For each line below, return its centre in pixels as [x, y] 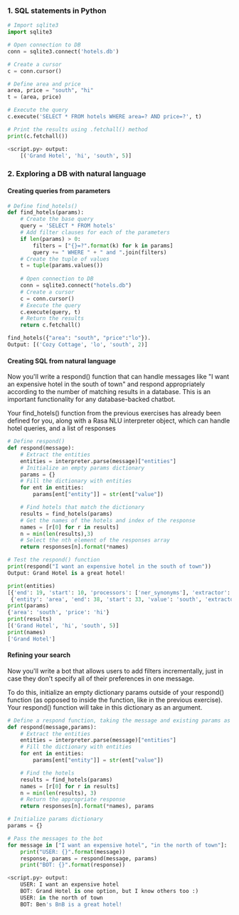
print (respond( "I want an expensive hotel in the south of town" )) [110, 567]
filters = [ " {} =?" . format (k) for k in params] [103, 245]
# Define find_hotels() [43, 206]
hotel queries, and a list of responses [62, 428]
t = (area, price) [34, 97]
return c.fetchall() [51, 325]
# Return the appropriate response [73, 800]
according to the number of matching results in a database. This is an [109, 392]
